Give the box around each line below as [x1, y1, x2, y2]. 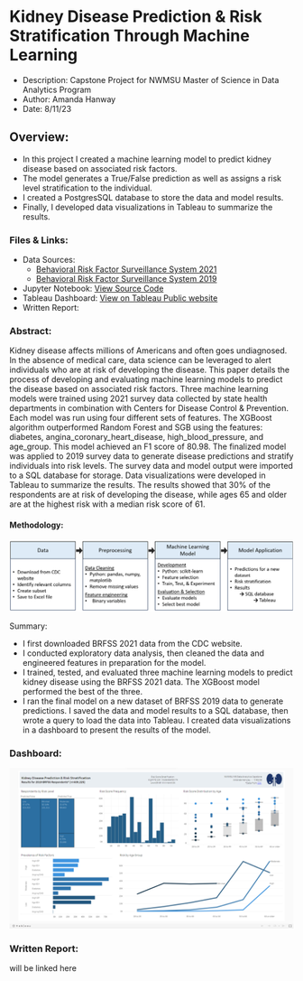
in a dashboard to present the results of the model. [22, 724, 212, 735]
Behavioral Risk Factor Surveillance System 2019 [35, 274, 217, 285]
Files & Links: [9, 233, 69, 246]
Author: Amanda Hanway [22, 93, 116, 105]
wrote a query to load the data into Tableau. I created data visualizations [22, 715, 291, 726]
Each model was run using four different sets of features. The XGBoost [9, 413, 272, 424]
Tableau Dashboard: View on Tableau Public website [22, 293, 218, 304]
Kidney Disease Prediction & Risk [9, 6, 263, 27]
